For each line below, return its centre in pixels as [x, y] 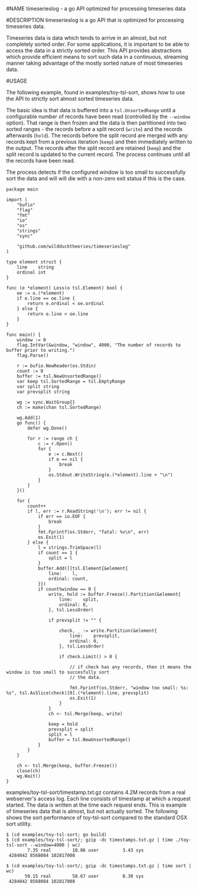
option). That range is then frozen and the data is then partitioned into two [96, 123]
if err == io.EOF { [61, 516]
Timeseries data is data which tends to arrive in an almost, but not [87, 38]
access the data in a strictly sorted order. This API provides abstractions [94, 50]
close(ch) [29, 771]
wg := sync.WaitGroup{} [46, 402]
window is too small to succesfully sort [58, 672]
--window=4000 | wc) [55, 845]
